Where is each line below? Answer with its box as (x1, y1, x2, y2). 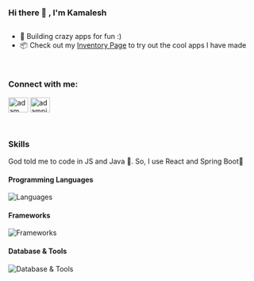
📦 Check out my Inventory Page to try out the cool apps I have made (19, 40, 247, 50)
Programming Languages (8, 175, 94, 184)
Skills (8, 138, 30, 149)
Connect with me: (8, 79, 79, 90)
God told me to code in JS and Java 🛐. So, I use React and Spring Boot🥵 (8, 156, 244, 166)
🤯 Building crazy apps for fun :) (19, 32, 122, 41)
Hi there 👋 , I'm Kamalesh (8, 7, 107, 18)
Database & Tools (8, 246, 67, 256)
